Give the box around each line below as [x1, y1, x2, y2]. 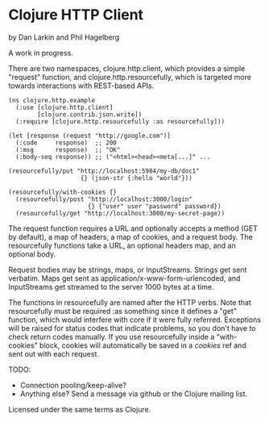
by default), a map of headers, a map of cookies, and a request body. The [8, 232, 254, 241]
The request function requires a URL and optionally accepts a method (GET [8, 224, 259, 233]
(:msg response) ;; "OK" [15, 145, 121, 154]
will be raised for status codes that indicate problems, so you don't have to [8, 323, 256, 332]
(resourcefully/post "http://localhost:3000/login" [15, 195, 193, 203]
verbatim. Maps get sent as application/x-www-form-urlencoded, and [8, 273, 241, 283]
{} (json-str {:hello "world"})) [80, 173, 193, 182]
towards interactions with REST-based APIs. [8, 81, 155, 90]
